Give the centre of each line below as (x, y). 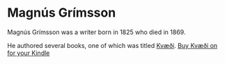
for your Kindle (29, 53)
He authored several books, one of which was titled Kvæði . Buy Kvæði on (113, 45)
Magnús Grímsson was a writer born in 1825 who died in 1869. (96, 32)
